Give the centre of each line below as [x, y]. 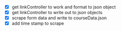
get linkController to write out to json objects [57, 13]
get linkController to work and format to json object [64, 7]
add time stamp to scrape [38, 23]
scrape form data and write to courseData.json [59, 18]
